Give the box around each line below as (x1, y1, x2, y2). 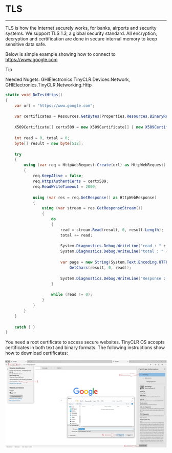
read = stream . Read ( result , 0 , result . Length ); (60, 227, 164, 232)
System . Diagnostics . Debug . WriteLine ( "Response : (60, 276, 166, 281)
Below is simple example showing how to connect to (5, 51, 116, 57)
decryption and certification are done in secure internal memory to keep (5, 35, 158, 41)
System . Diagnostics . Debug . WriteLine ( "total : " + (60, 249, 168, 254)
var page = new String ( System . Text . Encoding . (60, 260, 159, 265)
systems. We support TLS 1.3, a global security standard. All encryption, (5, 30, 157, 36)
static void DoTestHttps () (5, 92, 63, 97)
